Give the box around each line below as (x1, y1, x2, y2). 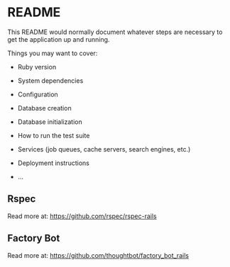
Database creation (17, 103, 72, 112)
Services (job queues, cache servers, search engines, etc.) (17, 144, 191, 153)
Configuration (17, 90, 58, 98)
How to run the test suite (17, 131, 90, 140)
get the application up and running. (7, 35, 110, 43)
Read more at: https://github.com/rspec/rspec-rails (7, 212, 158, 220)
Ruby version (17, 62, 57, 71)
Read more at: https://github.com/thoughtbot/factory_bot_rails (7, 251, 190, 259)
